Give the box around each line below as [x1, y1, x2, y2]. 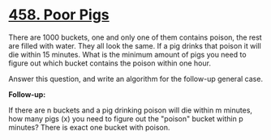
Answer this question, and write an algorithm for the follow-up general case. [8, 74, 264, 83]
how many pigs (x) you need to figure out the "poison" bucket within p [8, 113, 243, 123]
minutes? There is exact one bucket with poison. [8, 122, 170, 132]
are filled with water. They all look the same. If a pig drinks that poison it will [8, 40, 261, 50]
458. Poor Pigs [8, 6, 110, 24]
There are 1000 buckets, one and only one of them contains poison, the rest [8, 32, 262, 42]
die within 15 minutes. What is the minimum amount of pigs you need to [8, 49, 247, 59]
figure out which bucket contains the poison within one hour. [8, 58, 211, 68]
